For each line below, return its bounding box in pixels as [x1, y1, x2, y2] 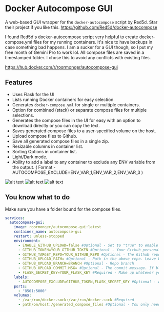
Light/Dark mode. [12, 154, 48, 160]
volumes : [14, 293, 32, 298]
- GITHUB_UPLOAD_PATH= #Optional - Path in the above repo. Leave [18, 257, 156, 262]
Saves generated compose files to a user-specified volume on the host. [12, 128, 156, 134]
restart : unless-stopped [14, 234, 64, 239]
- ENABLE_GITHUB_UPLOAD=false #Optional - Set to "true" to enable [18, 243, 159, 248]
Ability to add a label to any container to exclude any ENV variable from [12, 159, 156, 165]
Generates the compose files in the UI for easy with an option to [12, 117, 141, 123]
